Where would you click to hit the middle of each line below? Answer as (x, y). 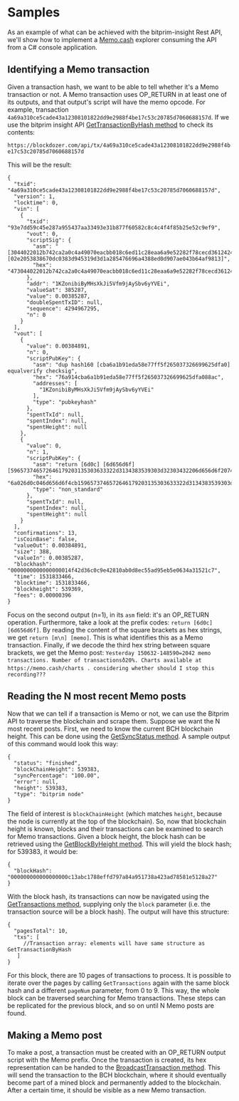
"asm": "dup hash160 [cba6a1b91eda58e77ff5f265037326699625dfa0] (132, 365)
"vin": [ (27, 209)
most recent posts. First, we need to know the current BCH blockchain (110, 729)
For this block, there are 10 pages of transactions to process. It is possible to (119, 975)
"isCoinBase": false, (46, 539)
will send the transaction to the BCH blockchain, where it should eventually (117, 1075)
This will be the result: (40, 165)
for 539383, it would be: (43, 851)
